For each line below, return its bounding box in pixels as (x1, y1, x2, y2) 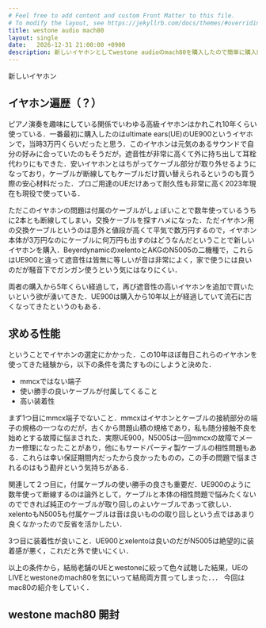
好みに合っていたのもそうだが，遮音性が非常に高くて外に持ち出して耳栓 (21, 148, 257, 159)
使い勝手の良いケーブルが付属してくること (19, 386, 158, 396)
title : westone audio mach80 (8, 26, 104, 34)
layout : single (8, 33, 59, 42)
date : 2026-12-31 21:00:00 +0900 (8, 41, 126, 49)
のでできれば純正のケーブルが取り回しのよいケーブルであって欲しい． (8, 499, 236, 508)
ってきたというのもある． (21, 301, 105, 311)
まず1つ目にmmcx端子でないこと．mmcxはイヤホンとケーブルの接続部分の (8, 413, 251, 423)
